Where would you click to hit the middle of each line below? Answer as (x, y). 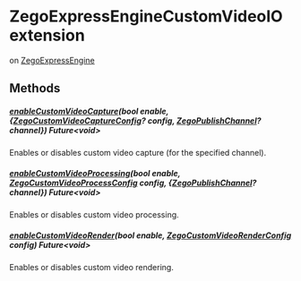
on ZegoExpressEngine (52, 60)
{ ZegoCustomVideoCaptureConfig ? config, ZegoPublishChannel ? (135, 120)
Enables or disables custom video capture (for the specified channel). (138, 153)
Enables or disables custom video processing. (94, 215)
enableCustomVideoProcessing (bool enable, (95, 173)
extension (47, 35)
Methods (35, 88)
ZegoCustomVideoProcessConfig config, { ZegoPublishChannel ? (133, 183)
